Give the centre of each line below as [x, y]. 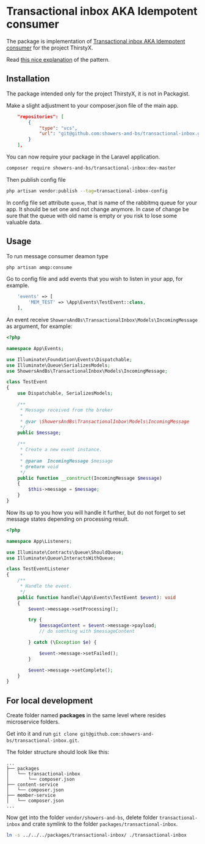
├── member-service [31, 796]
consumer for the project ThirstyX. [50, 48]
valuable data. [24, 222]
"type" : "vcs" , [58, 128]
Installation [28, 79]
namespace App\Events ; [35, 348]
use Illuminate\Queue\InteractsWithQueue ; [61, 558]
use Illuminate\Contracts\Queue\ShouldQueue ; [65, 552]
